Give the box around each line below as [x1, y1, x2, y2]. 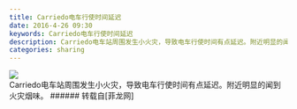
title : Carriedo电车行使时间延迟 [9, 12, 122, 22]
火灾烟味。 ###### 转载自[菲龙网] [9, 91, 134, 101]
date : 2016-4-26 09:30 [9, 21, 93, 30]
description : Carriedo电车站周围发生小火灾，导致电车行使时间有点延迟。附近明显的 [9, 37, 284, 47]
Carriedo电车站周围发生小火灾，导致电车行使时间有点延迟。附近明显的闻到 [9, 80, 281, 91]
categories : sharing [9, 46, 86, 54]
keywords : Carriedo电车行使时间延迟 [9, 29, 134, 38]
